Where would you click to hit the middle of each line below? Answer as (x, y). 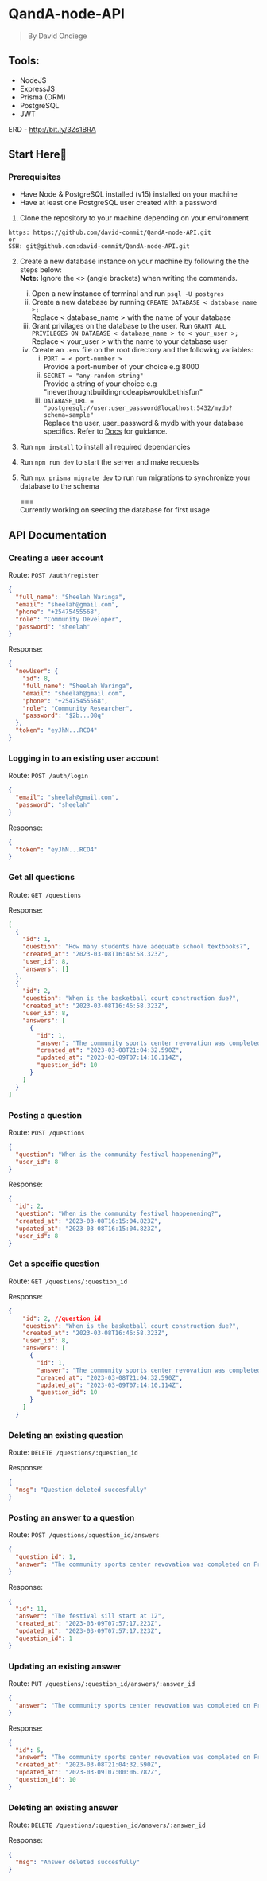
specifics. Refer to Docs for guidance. (106, 431)
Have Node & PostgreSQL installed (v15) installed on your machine (128, 194)
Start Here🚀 (38, 155)
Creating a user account (56, 558)
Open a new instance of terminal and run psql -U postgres (128, 294)
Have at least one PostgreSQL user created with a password (118, 203)
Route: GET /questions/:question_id (68, 1281)
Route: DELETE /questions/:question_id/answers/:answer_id (107, 1825)
